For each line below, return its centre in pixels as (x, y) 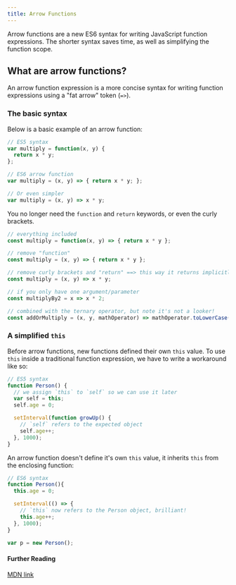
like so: (18, 366)
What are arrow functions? (67, 71)
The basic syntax (38, 113)
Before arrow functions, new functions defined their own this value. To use (117, 351)
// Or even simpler (36, 193)
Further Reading (32, 559)
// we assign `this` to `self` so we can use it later (96, 392)
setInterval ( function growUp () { (63, 418)
